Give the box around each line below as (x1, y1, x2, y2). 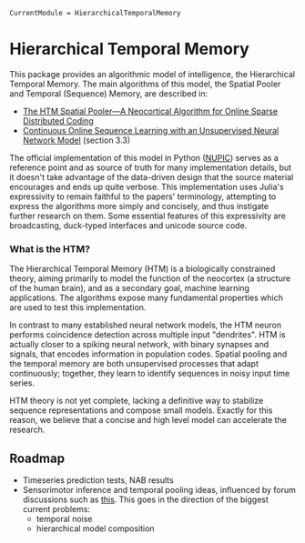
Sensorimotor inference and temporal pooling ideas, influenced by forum (22, 485, 296, 496)
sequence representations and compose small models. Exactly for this (9, 405, 273, 416)
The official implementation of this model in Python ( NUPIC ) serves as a (9, 152, 280, 163)
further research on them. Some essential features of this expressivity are (9, 210, 287, 221)
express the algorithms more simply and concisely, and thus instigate (9, 200, 269, 211)
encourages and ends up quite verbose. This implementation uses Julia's (9, 181, 284, 192)
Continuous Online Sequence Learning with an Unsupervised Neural (22, 125, 280, 136)
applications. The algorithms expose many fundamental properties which (9, 292, 284, 304)
